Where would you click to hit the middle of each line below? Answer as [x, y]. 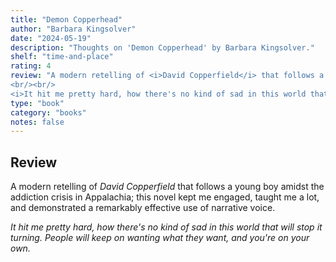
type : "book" [37, 103]
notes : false [37, 122]
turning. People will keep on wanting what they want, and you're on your [160, 238]
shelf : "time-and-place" [62, 57]
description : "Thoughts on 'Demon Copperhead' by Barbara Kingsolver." [162, 47]
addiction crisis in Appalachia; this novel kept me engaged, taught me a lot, [165, 197]
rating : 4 [31, 66]
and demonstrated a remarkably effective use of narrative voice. [143, 208]
